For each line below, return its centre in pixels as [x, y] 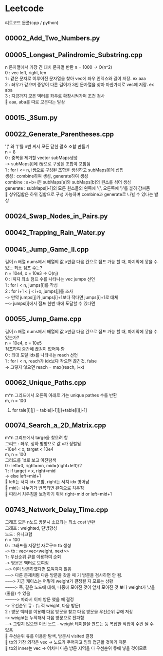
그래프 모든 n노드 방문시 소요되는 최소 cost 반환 [50, 522]
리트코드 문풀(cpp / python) [32, 22]
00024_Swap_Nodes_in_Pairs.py [56, 216]
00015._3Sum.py [31, 118]
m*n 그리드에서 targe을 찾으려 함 [36, 437]
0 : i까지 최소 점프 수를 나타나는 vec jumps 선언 [50, 279]
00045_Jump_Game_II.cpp [47, 249]
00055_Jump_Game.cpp [43, 319]
